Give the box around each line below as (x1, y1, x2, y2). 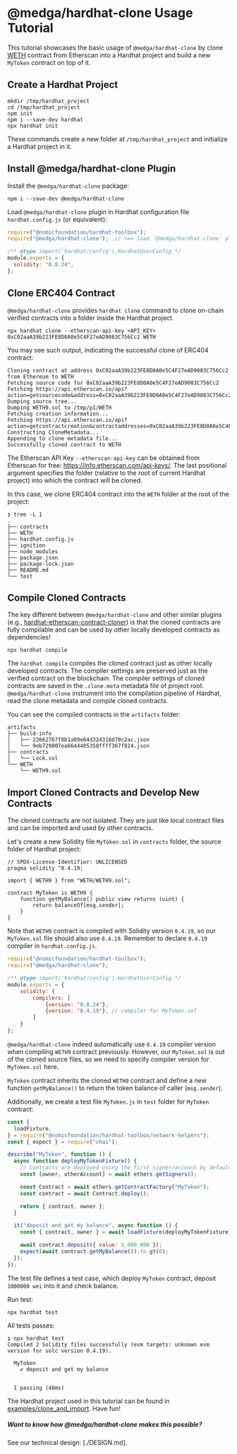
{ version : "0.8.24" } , (44, 1001, 109, 1008)
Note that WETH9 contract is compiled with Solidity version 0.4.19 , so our (7, 927, 217, 935)
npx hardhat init (7, 122, 59, 129)
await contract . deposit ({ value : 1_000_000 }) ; (20, 1241, 162, 1248)
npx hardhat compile (7, 646, 68, 654)
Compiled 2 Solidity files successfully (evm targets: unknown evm (7, 1341, 210, 1348)
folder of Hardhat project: (7, 845, 81, 853)
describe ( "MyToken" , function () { (7, 1151, 112, 1158)
